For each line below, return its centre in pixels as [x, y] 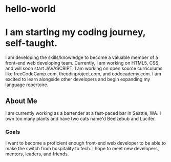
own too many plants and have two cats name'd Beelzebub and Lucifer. [81, 118]
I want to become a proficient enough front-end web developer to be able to [86, 143]
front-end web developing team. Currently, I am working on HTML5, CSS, [83, 63]
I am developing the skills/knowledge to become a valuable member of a [82, 57]
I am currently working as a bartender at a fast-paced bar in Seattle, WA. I [83, 113]
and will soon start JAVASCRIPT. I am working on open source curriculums [84, 68]
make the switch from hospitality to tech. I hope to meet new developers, [82, 149]
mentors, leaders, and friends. [37, 154]
